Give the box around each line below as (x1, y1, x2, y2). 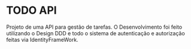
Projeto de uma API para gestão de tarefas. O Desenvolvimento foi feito (6, 23, 183, 30)
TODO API (6, 4, 57, 17)
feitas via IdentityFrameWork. (6, 36, 79, 43)
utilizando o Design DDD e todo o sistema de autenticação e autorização (6, 29, 186, 36)
